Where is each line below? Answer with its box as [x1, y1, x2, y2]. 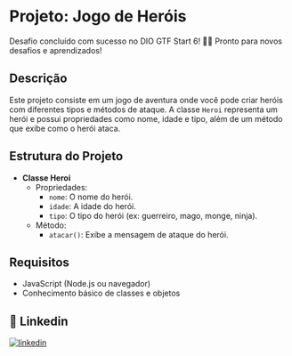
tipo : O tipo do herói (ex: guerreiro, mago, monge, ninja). [48, 210, 258, 221]
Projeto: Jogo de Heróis [9, 6, 187, 27]
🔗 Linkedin [9, 313, 69, 328]
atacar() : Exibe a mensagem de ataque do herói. [48, 229, 229, 239]
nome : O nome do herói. [48, 191, 134, 202]
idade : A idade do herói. [48, 200, 136, 211]
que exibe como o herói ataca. [9, 123, 121, 133]
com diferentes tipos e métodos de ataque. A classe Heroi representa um [9, 104, 279, 115]
